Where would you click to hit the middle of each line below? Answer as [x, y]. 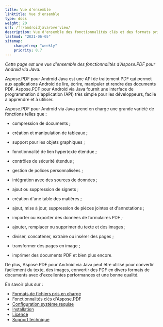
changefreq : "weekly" [35, 46]
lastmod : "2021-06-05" [28, 37]
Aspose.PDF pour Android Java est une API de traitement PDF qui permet [78, 79]
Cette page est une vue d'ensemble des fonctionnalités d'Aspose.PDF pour [80, 64]
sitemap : [14, 41]
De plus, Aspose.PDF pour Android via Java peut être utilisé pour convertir [80, 264]
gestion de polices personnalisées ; [48, 170]
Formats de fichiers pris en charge [46, 293]
